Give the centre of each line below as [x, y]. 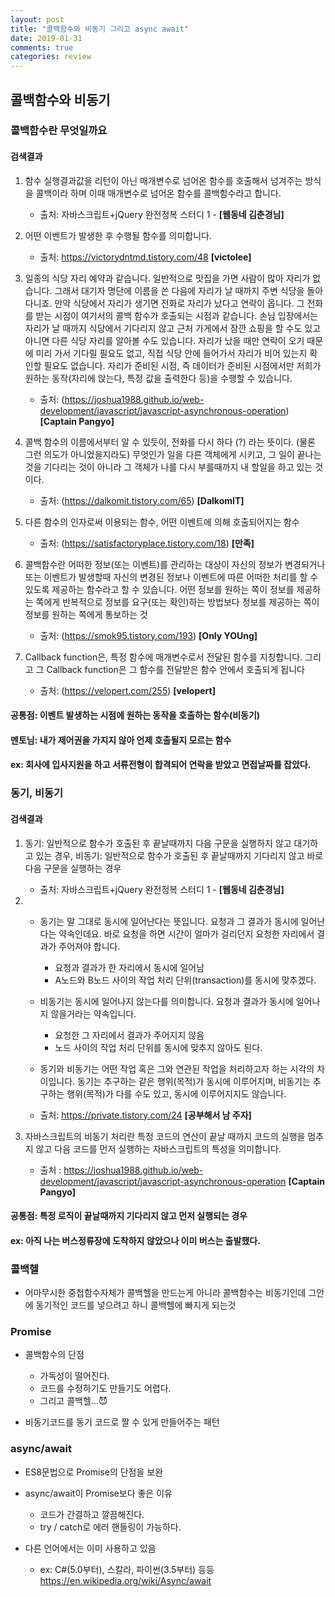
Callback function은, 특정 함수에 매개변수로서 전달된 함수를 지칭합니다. [163, 657]
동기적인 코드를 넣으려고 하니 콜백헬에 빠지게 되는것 [136, 1305]
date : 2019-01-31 [46, 38]
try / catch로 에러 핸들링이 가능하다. [110, 1527]
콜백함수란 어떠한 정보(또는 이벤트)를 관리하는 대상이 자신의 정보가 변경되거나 [175, 564]
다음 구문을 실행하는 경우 [73, 868]
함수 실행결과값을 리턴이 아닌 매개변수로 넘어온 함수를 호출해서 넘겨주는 [163, 180]
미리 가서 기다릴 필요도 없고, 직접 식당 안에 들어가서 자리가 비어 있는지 [171, 353]
